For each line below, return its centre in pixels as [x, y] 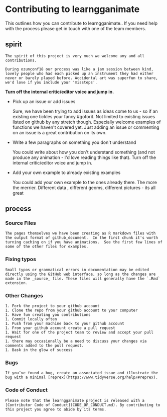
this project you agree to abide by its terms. [56, 409]
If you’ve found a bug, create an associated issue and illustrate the [81, 373]
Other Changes [24, 295]
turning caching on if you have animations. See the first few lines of [84, 242]
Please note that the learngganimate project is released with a [75, 400]
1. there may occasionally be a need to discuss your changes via [76, 341]
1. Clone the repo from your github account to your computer [71, 310]
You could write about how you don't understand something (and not [84, 152]
